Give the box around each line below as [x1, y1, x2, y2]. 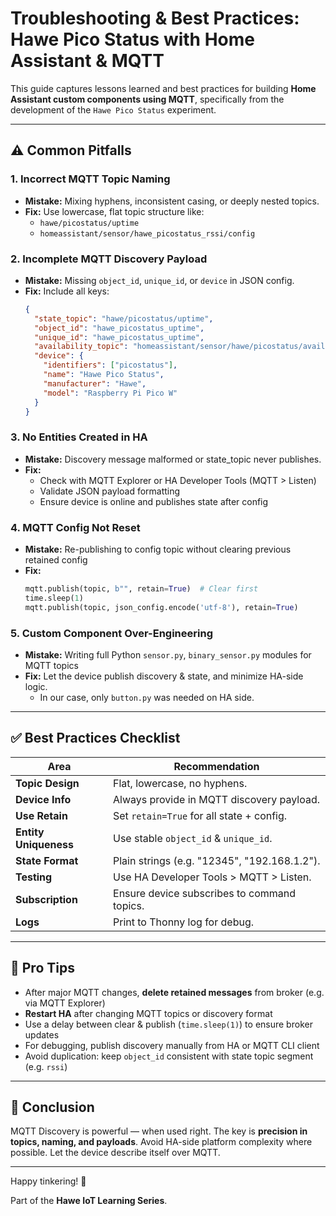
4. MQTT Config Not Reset [10, 520, 141, 534]
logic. [24, 680, 48, 692]
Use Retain [15, 808, 68, 822]
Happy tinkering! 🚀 [10, 1175, 87, 1187]
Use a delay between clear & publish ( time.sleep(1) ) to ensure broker [24, 1018, 313, 1030]
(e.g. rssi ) [24, 1060, 68, 1072]
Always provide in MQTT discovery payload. [113, 792, 321, 806]
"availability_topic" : [34, 342, 129, 352]
